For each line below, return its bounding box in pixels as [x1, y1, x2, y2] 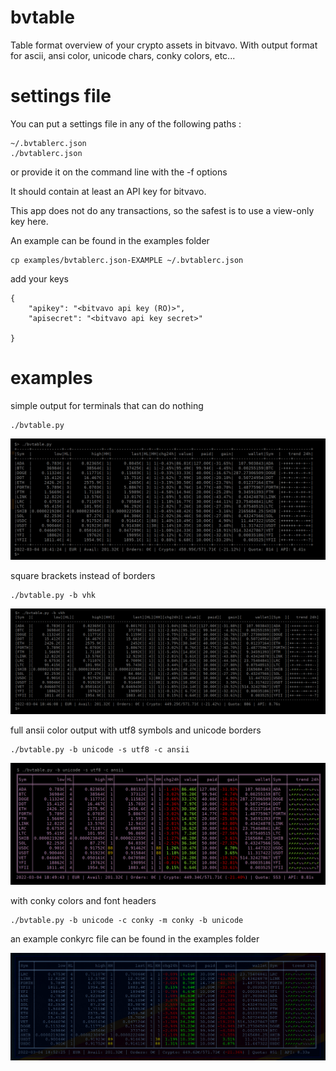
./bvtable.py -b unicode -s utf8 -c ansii [10, 745, 190, 755]
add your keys [10, 272, 69, 285]
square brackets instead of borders [10, 569, 156, 581]
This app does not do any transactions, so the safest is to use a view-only [10, 204, 315, 216]
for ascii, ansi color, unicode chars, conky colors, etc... [10, 49, 236, 61]
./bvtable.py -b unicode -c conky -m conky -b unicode [10, 915, 244, 925]
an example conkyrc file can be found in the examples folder [10, 932, 260, 945]
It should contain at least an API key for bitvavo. [10, 185, 207, 197]
